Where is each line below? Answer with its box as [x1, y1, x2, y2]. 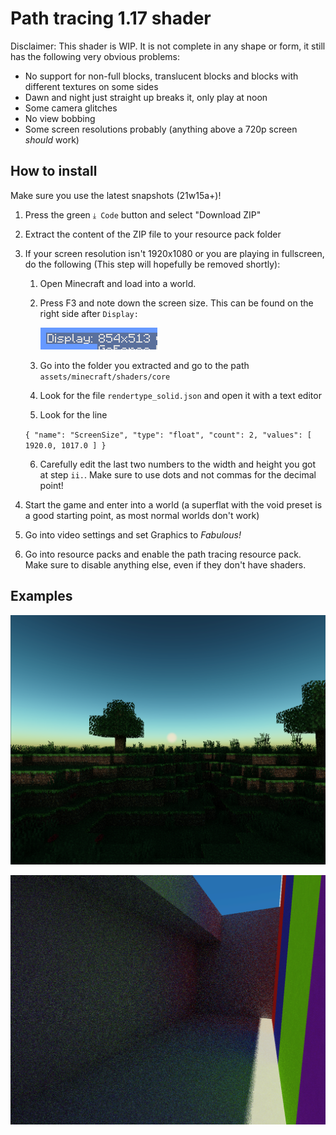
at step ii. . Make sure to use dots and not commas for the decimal [39, 468, 317, 481]
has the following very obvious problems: [10, 50, 180, 62]
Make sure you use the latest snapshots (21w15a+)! [10, 189, 222, 201]
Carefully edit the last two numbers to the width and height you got [39, 458, 316, 470]
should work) [24, 133, 80, 146]
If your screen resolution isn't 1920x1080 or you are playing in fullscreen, [24, 247, 325, 259]
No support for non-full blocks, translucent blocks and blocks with [24, 70, 299, 82]
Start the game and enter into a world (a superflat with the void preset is [24, 498, 323, 511]
